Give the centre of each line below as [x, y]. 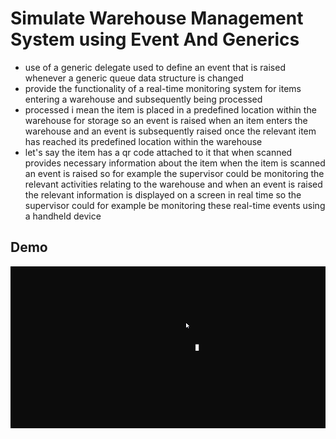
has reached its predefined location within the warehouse [143, 141]
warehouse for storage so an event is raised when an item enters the [166, 120]
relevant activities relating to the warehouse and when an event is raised [173, 184]
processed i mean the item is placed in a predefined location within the [170, 109]
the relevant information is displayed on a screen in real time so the [163, 194]
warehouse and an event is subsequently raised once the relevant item [170, 131]
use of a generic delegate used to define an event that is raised [155, 67]
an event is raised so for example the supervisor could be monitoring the [174, 173]
